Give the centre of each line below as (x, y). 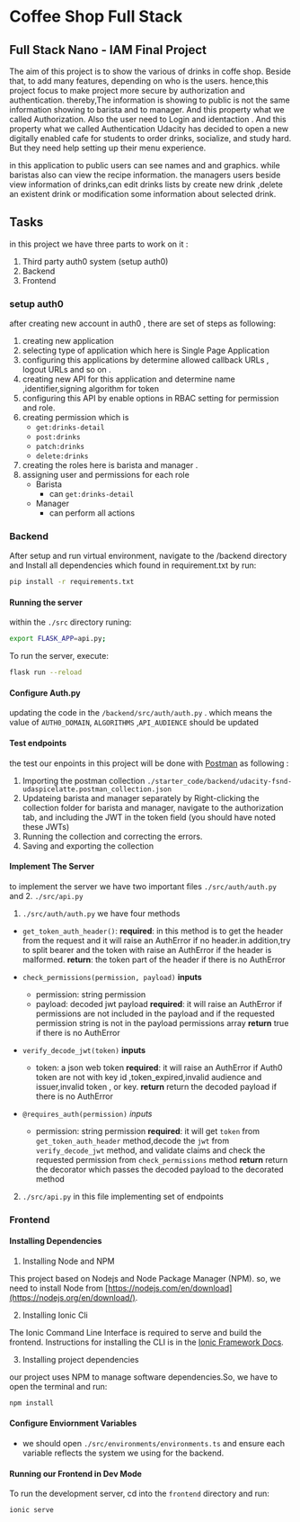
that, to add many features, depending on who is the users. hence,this (139, 81)
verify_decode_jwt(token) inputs (84, 1049)
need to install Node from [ (59, 1288)
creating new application (68, 341)
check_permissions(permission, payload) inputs (112, 977)
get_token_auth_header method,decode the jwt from (132, 1140)
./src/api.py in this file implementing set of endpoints (123, 1196)
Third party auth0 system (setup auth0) (95, 261)
